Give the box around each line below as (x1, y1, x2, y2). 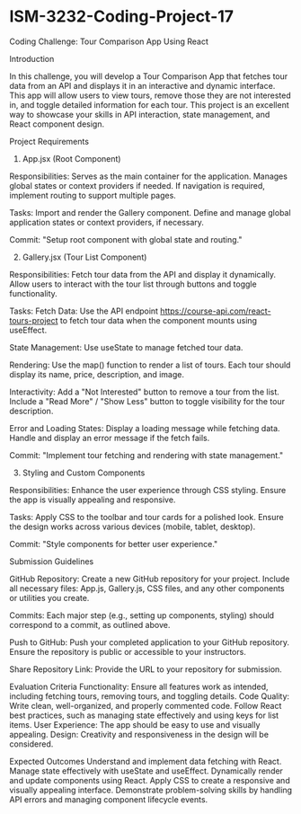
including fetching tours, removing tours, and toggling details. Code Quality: (9, 690, 290, 702)
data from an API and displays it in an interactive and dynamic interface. (9, 80, 276, 91)
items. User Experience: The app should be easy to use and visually (9, 719, 261, 730)
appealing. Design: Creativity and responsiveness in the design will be (9, 729, 270, 739)
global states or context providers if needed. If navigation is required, (9, 180, 265, 190)
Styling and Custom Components (22, 467, 146, 478)
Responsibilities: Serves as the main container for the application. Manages (9, 171, 288, 181)
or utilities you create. (9, 592, 90, 603)
